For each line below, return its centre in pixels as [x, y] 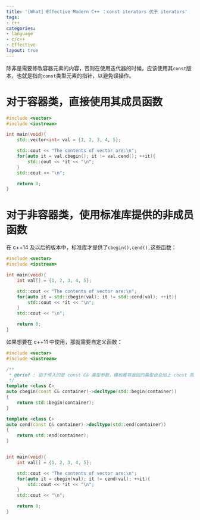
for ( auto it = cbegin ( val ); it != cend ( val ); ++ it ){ [84, 479]
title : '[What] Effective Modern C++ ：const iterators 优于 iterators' [97, 12]
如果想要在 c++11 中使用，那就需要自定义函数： [64, 342]
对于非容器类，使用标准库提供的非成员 [100, 215]
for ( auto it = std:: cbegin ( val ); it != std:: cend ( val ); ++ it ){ [97, 297]
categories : [21, 28]
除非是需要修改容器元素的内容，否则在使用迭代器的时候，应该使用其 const [96, 68]
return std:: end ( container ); [53, 435]
